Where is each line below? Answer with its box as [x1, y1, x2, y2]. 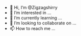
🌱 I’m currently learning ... [9, 15, 62, 20]
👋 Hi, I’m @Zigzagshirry [9, 5, 58, 10]
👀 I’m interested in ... [9, 10, 52, 16]
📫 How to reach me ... [9, 26, 55, 31]
